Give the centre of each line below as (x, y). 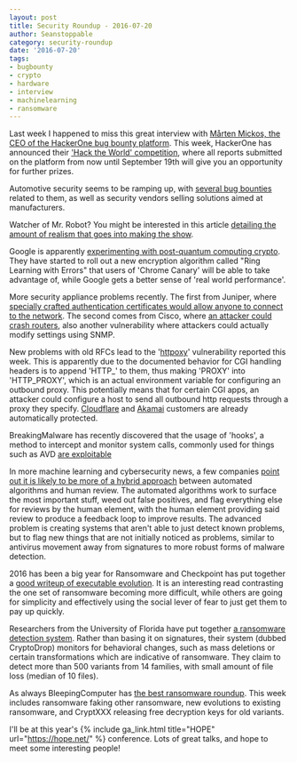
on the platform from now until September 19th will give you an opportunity (146, 162)
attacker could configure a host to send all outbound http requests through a (149, 399)
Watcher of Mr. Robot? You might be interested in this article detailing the (143, 225)
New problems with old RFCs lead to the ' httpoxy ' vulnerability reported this (148, 352)
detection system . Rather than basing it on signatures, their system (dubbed (148, 638)
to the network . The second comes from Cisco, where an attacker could (141, 316)
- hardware (29, 84)
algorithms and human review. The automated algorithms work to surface (143, 491)
